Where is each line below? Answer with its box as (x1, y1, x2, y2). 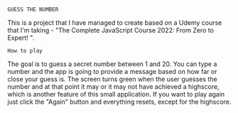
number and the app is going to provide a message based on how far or (7, 68, 217, 75)
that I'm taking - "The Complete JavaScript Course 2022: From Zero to (7, 26, 215, 34)
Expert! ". (7, 33, 35, 42)
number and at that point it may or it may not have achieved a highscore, (7, 82, 220, 91)
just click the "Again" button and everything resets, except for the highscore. (7, 97, 232, 106)
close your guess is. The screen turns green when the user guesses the (7, 75, 218, 83)
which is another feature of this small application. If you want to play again (7, 90, 225, 98)
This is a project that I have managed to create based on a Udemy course (7, 18, 222, 27)
